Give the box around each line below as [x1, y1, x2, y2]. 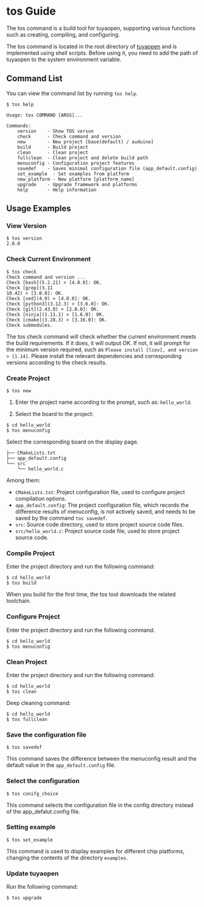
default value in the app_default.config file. [6, 761, 116, 769]
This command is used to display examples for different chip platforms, [6, 847, 185, 855]
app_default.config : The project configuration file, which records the [15, 501, 189, 509]
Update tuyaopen [6, 869, 59, 878]
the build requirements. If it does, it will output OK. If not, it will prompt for [6, 339, 191, 346]
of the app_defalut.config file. [6, 808, 80, 815]
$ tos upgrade [6, 895, 43, 901]
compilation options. [15, 495, 67, 503]
